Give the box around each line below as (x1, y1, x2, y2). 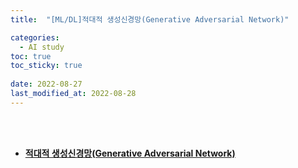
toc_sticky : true (10, 61, 83, 71)
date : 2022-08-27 (10, 79, 83, 90)
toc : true (10, 51, 52, 61)
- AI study (19, 42, 65, 52)
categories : (10, 32, 60, 43)
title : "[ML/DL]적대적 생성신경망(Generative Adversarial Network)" (10, 14, 290, 25)
